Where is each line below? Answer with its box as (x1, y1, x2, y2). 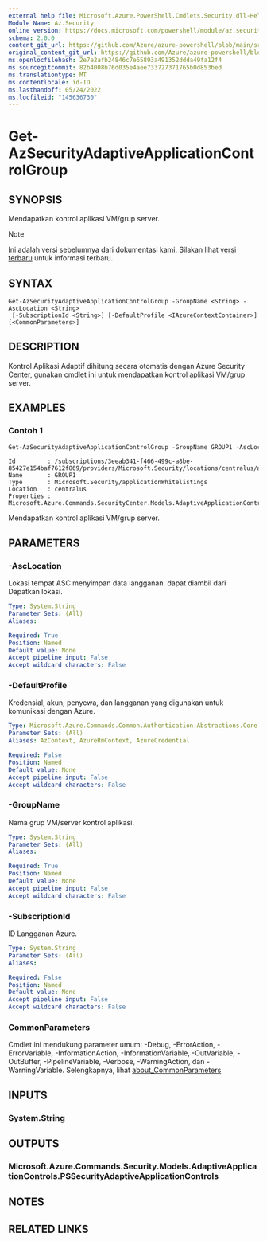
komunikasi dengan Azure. (8, 707, 95, 716)
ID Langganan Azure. (8, 929, 78, 938)
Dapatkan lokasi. (8, 587, 64, 597)
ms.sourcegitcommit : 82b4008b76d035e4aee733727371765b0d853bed (8, 64, 222, 72)
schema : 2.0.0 (8, 33, 56, 42)
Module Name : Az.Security (8, 19, 94, 27)
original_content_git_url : (8, 49, 98, 57)
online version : (8, 26, 62, 34)
